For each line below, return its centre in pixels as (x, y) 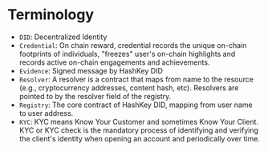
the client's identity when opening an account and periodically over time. (139, 138)
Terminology (51, 15)
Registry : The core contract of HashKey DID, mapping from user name (136, 105)
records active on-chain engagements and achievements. (114, 62)
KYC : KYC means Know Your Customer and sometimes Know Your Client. (138, 121)
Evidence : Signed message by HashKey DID (91, 70)
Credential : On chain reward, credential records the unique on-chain (133, 45)
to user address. (46, 113)
